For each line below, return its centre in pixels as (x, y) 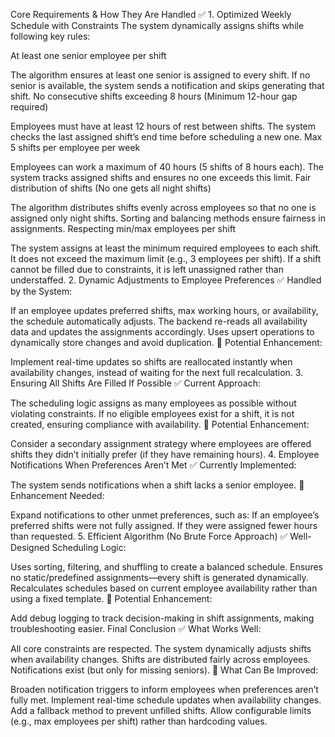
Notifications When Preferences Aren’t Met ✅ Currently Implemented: (153, 465)
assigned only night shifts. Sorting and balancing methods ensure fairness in (168, 218)
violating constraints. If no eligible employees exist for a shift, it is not (152, 413)
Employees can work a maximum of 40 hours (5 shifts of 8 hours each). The (167, 167)
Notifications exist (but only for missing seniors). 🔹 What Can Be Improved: (164, 670)
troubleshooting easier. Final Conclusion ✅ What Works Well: (136, 628)
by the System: (41, 291)
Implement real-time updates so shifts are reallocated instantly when (151, 362)
